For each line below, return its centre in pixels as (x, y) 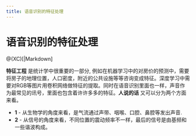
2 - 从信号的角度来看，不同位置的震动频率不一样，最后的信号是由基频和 (100, 120)
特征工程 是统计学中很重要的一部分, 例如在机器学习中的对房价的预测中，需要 (98, 71)
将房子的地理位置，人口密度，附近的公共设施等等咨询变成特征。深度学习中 (95, 78)
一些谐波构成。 (32, 127)
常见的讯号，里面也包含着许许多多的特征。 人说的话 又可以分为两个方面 (101, 93)
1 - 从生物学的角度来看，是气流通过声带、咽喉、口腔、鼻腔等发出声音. (98, 112)
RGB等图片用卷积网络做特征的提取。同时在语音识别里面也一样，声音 (98, 85)
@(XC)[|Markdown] (29, 58)
